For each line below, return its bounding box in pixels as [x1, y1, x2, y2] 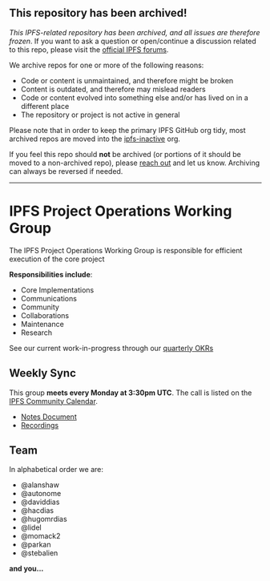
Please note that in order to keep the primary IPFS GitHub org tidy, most [9, 125, 247, 135]
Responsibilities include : [9, 269, 93, 279]
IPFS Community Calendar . [9, 396, 99, 405]
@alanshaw [20, 480, 59, 490]
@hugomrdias [20, 514, 67, 524]
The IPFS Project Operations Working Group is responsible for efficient [9, 245, 243, 255]
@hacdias [20, 506, 54, 515]
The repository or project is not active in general [20, 110, 180, 119]
